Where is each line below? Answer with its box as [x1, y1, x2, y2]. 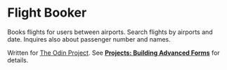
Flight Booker [7, 5, 87, 21]
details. [7, 55, 29, 64]
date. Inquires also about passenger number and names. [7, 35, 171, 43]
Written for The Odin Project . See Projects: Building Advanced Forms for [7, 49, 220, 57]
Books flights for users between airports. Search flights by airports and [7, 28, 213, 36]
